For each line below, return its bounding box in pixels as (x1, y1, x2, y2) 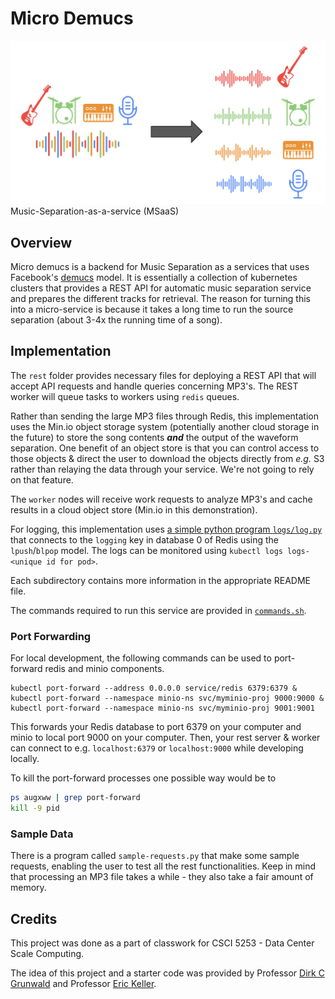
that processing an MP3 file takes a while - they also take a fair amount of (10, 871, 314, 883)
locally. (10, 753, 40, 765)
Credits (10, 910, 58, 927)
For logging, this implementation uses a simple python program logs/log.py (10, 523, 323, 535)
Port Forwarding (10, 629, 92, 643)
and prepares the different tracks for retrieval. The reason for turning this (10, 293, 311, 305)
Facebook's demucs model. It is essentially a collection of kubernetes (10, 272, 298, 284)
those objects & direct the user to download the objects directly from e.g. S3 (10, 452, 325, 464)
